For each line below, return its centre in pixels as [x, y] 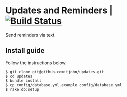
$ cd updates [19, 76]
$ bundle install [23, 81]
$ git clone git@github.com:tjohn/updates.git [55, 72]
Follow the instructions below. [36, 63]
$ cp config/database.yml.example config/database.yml [64, 85]
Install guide [25, 51]
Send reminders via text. [31, 35]
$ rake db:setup [22, 89]
